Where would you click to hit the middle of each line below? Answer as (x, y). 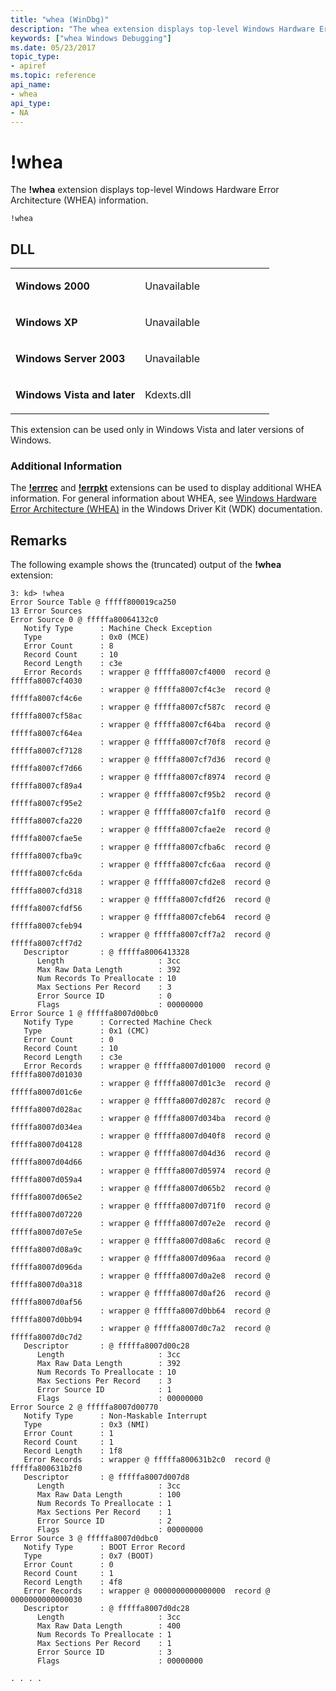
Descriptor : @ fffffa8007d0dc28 (106, 1609)
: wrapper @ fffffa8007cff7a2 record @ (185, 935)
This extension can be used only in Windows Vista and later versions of (157, 430)
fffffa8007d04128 (46, 1145)
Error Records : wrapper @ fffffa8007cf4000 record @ (147, 672)
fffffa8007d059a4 (46, 1180)
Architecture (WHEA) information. (79, 200)
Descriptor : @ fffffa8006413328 (106, 952)
